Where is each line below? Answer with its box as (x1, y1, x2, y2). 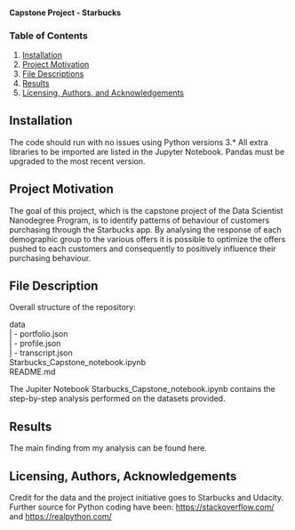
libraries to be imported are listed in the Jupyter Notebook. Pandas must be (9, 146, 285, 157)
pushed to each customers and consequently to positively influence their (9, 243, 277, 254)
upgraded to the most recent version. (9, 156, 146, 167)
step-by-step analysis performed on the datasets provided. (9, 393, 226, 404)
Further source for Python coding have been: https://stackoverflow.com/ (9, 501, 275, 512)
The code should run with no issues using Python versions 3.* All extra (9, 136, 268, 147)
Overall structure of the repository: (9, 302, 136, 313)
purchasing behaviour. (9, 252, 92, 263)
